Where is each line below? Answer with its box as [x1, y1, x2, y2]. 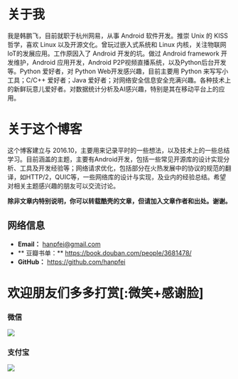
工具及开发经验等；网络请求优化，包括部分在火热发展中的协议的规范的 [19, 164, 225, 172]
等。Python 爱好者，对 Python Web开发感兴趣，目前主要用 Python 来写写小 [7, 67, 229, 75]
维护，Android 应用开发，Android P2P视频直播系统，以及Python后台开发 [13, 58, 227, 66]
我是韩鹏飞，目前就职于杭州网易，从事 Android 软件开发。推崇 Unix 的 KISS [7, 31, 229, 40]
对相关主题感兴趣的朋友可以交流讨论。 [7, 181, 119, 190]
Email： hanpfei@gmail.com [17, 240, 101, 248]
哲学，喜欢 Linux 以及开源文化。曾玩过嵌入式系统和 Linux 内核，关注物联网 [7, 40, 227, 48]
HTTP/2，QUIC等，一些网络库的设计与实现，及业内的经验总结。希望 [26, 172, 227, 181]
